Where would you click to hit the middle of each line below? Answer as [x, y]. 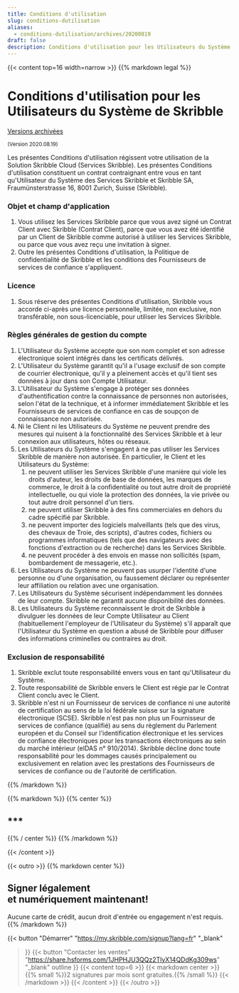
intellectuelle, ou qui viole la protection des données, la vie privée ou [129, 494]
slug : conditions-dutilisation [54, 21]
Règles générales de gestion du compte [77, 335]
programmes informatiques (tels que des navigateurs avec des [120, 540]
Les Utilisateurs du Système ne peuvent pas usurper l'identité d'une [117, 570]
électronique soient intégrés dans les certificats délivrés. [101, 358]
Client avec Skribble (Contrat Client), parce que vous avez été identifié [121, 230]
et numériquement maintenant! [78, 900]
